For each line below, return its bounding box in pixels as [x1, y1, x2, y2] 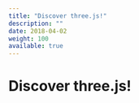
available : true [8, 42, 63, 50]
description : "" [8, 19, 63, 28]
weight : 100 [8, 34, 49, 43]
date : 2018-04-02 [8, 27, 67, 35]
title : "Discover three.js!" [8, 11, 107, 20]
